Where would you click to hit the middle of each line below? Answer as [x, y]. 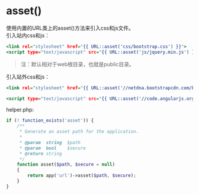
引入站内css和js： [28, 35]
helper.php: [20, 110]
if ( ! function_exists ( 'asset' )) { [50, 121]
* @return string [41, 154]
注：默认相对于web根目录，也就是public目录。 [77, 64]
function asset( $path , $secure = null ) [66, 165]
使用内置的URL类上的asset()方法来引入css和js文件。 [70, 28]
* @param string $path [50, 142]
